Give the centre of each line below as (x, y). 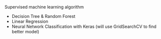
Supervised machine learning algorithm (44, 7)
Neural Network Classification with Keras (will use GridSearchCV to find (84, 26)
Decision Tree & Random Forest (43, 16)
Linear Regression (30, 21)
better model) (25, 32)
